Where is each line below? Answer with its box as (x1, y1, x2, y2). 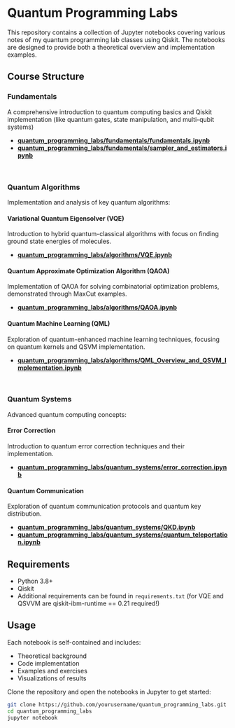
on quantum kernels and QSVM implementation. (7, 342, 145, 351)
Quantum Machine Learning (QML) (7, 319, 111, 327)
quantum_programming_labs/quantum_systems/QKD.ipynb (17, 523, 196, 532)
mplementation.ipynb (17, 363, 82, 372)
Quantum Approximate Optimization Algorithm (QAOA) (7, 266, 170, 275)
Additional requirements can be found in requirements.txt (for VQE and (17, 592, 224, 600)
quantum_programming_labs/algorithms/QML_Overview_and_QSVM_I (17, 356, 227, 364)
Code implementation (17, 659, 80, 667)
